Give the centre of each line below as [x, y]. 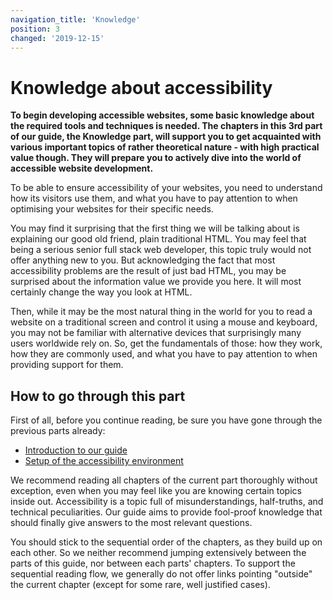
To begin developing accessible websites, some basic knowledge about [162, 115]
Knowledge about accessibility [141, 87]
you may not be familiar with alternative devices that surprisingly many [156, 333]
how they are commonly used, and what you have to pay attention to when [164, 354]
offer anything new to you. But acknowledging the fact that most [143, 260]
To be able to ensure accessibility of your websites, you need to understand [166, 188]
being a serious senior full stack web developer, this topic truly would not [161, 250]
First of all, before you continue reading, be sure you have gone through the [166, 420]
